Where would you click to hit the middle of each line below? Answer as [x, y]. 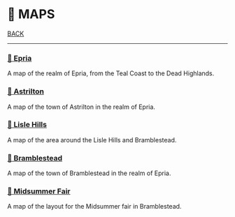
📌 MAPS [31, 14]
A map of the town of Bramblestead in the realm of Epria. [89, 173]
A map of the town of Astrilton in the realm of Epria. [81, 107]
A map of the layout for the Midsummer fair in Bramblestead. [94, 207]
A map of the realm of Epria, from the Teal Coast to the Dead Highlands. [111, 73]
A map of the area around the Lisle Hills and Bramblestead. [92, 140]
